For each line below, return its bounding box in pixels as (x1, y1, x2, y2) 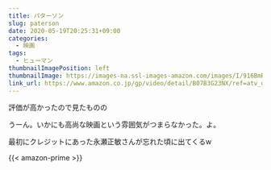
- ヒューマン (15, 57, 54, 65)
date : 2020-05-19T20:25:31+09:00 (8, 27, 121, 35)
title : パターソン (8, 11, 65, 20)
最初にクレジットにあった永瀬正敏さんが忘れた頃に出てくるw (8, 136, 212, 146)
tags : (8, 49, 27, 57)
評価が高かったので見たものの (8, 102, 107, 112)
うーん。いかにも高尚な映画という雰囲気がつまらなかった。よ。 (8, 119, 220, 129)
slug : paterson (8, 19, 60, 27)
